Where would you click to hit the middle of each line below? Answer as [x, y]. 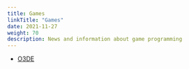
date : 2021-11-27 [32, 26]
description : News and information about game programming [95, 39]
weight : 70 [23, 33]
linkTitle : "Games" [36, 20]
